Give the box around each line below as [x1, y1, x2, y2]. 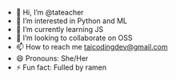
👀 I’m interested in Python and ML [15, 16, 128, 26]
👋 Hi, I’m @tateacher [15, 8, 84, 17]
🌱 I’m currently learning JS [15, 25, 104, 34]
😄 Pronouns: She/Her [15, 54, 89, 63]
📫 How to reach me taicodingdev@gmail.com [15, 42, 168, 51]
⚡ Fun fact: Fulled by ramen [15, 62, 106, 72]
